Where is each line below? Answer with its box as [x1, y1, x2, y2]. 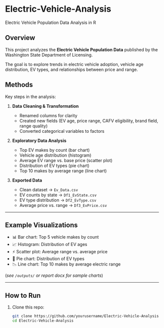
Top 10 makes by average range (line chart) [19, 167, 107, 174]
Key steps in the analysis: [5, 94, 56, 100]
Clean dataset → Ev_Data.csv [19, 186, 78, 192]
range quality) [19, 123, 48, 129]
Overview [5, 34, 36, 42]
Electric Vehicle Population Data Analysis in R [5, 20, 96, 25]
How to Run [5, 291, 41, 300]
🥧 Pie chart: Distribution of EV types [12, 256, 84, 262]
